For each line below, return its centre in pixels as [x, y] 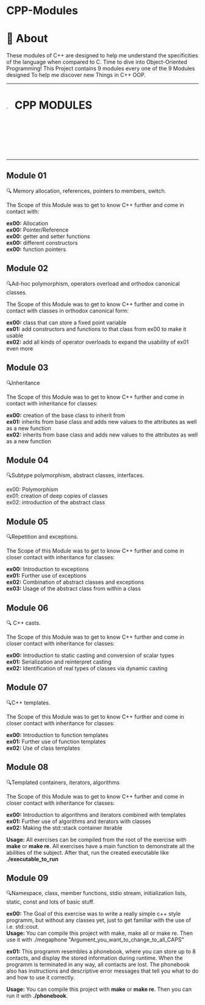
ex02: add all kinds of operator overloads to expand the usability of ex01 [98, 342]
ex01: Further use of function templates [56, 741]
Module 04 [27, 460]
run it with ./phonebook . [37, 996]
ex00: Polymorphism [32, 490]
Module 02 [27, 268]
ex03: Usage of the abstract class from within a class [74, 589]
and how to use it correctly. [41, 978]
